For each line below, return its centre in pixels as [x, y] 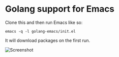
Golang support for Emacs [60, 9]
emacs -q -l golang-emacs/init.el [41, 31]
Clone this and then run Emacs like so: [44, 22]
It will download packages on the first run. [48, 40]
